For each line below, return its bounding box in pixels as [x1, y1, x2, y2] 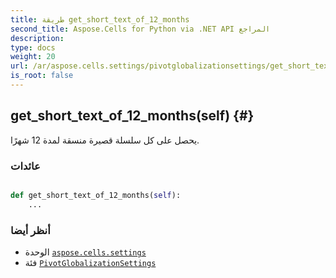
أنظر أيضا [10, 223, 51, 237]
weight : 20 [10, 52, 56, 62]
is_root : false [10, 71, 74, 81]
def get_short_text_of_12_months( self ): [10, 190, 182, 200]
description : [10, 33, 65, 43]
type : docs [10, 42, 56, 53]
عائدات [10, 159, 41, 173]
